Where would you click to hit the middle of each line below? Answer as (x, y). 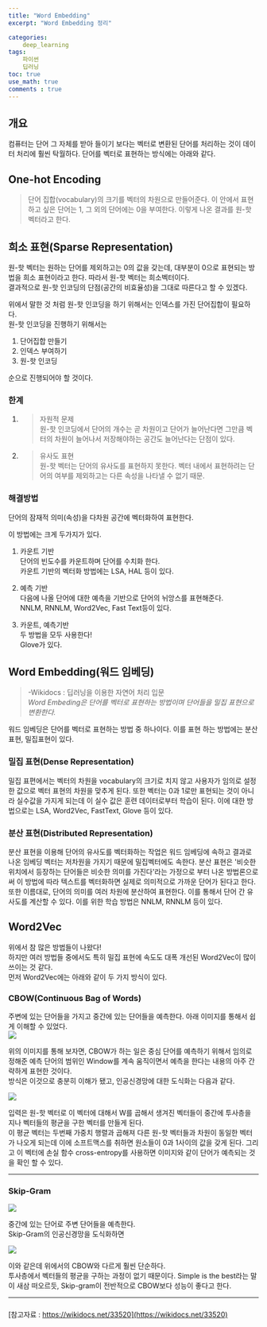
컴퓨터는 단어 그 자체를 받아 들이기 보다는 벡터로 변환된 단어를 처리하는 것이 (125, 144)
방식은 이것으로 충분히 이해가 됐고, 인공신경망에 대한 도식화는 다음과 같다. (122, 1081)
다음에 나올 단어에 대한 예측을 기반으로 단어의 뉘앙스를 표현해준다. (122, 598)
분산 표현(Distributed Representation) (81, 833)
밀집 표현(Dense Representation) (71, 762)
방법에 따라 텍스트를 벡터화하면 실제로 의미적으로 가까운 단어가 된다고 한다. (141, 881)
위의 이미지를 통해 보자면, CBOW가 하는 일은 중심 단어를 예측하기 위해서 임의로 (130, 1051)
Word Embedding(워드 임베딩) (81, 671)
